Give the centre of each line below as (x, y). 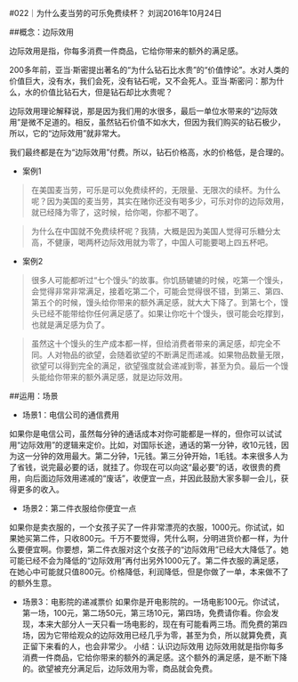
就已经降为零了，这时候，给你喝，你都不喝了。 (117, 212)
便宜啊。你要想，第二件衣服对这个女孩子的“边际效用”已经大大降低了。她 (157, 549)
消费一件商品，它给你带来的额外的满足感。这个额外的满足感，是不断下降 (154, 658)
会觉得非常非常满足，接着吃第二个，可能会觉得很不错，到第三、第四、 (160, 291)
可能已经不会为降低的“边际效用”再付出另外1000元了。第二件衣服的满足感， (146, 560)
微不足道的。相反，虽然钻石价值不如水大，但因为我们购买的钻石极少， (157, 122)
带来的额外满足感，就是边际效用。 (125, 377)
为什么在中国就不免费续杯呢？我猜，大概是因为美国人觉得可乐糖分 (152, 231)
